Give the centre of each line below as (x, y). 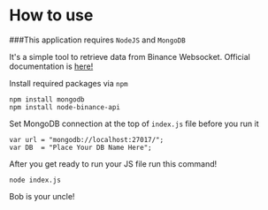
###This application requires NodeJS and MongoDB (97, 40)
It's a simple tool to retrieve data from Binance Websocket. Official (130, 56)
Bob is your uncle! (42, 196)
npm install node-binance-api (65, 107)
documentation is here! (51, 66)
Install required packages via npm (69, 83)
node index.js (35, 180)
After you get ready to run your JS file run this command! (113, 163)
